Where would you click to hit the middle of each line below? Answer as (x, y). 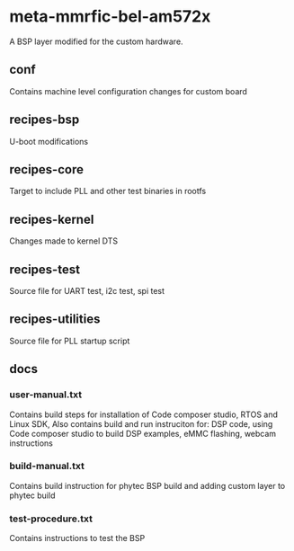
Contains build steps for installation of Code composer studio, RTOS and (144, 414)
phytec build (32, 495)
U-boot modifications (49, 141)
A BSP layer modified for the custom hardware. (96, 41)
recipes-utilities (55, 320)
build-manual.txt (47, 467)
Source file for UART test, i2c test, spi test (87, 291)
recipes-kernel (52, 219)
